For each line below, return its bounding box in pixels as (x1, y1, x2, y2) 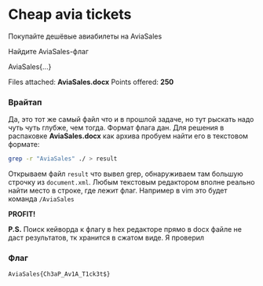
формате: (8, 140, 40, 149)
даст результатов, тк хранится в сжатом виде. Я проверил (8, 233, 205, 243)
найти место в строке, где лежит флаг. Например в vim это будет (8, 186, 228, 196)
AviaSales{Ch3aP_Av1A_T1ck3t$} (8, 270, 111, 278)
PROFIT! (8, 210, 36, 219)
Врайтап (8, 97, 42, 108)
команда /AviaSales (8, 194, 75, 203)
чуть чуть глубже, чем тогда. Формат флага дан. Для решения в (8, 123, 225, 133)
